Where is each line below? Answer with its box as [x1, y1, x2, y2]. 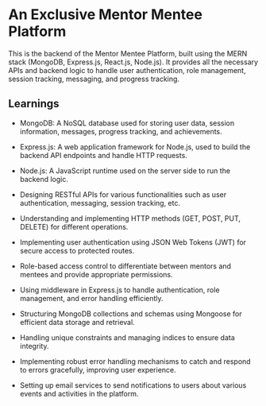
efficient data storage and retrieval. [19, 317, 135, 327]
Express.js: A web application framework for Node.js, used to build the [19, 141, 251, 152]
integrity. [19, 341, 49, 350]
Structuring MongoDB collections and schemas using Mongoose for [19, 308, 242, 319]
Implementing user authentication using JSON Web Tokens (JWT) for [19, 237, 247, 247]
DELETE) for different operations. [19, 222, 129, 231]
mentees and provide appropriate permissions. [19, 269, 173, 279]
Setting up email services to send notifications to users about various [19, 380, 247, 390]
